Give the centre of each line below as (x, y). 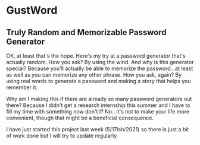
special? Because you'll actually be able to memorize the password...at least (100, 68)
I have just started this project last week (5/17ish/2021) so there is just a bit (98, 129)
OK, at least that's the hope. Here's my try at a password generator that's (96, 56)
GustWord (32, 10)
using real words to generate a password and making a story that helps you (99, 81)
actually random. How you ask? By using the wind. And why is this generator (100, 62)
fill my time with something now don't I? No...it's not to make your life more (98, 111)
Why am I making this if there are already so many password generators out (99, 99)
